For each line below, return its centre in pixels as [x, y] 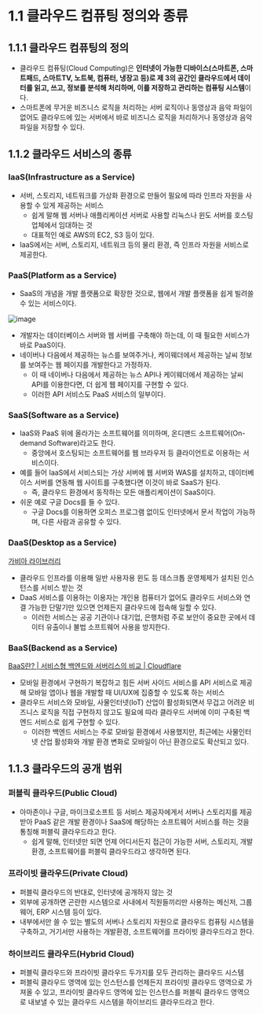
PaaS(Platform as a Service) [62, 275]
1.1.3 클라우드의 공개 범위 [66, 769]
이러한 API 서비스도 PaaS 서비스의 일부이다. [99, 394]
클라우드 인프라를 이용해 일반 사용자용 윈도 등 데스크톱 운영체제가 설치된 [130, 577]
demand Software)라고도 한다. [68, 443]
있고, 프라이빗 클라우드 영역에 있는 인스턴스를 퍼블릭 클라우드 [136, 992]
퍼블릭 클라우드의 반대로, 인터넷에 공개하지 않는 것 [96, 892]
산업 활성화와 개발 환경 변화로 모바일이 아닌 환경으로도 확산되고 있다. [144, 742]
